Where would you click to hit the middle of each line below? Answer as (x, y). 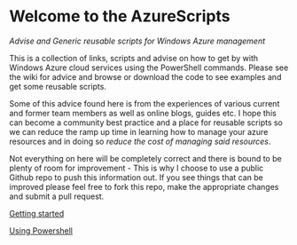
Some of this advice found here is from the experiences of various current (145, 103)
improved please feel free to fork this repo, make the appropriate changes (144, 186)
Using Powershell (41, 230)
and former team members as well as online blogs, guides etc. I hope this (143, 113)
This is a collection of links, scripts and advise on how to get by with (134, 58)
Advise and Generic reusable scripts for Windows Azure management (137, 41)
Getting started (37, 213)
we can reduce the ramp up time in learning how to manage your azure (139, 131)
